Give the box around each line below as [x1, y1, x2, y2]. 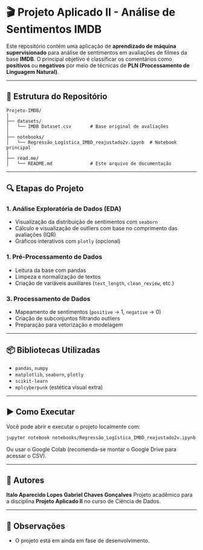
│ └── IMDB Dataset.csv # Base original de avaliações [6, 123, 169, 130]
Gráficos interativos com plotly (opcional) [14, 237, 121, 245]
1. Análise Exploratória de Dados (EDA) [6, 205, 122, 213]
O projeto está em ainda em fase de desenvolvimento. [14, 537, 150, 545]
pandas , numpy [14, 364, 48, 371]
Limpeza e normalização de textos [14, 273, 101, 280]
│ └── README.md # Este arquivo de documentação [6, 161, 172, 167]
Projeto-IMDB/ [6, 107, 42, 113]
